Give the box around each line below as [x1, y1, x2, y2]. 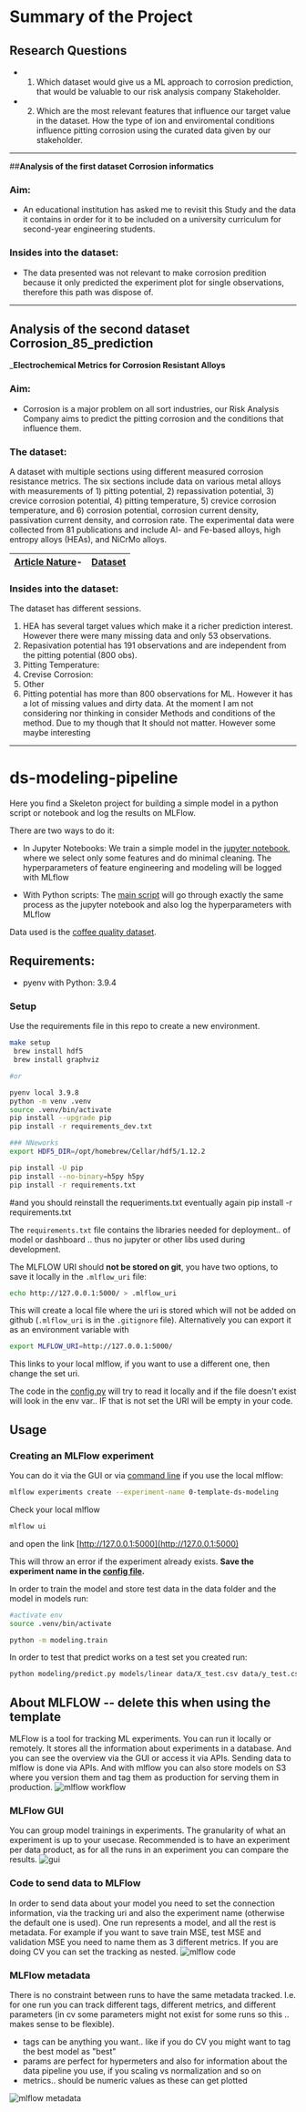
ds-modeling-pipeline [9, 768, 178, 788]
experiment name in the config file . [9, 1565, 146, 1576]
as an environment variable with [9, 1324, 129, 1335]
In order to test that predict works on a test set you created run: [9, 1652, 248, 1663]
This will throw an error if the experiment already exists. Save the [9, 1556, 255, 1567]
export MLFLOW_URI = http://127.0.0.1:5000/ [9, 1342, 173, 1351]
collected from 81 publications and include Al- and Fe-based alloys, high [9, 524, 280, 535]
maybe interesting [22, 727, 91, 738]
